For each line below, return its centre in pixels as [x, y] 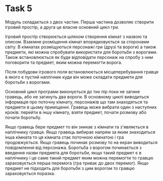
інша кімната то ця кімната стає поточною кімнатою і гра [64, 137]
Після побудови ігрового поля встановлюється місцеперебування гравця [82, 72]
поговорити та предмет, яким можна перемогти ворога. [64, 62]
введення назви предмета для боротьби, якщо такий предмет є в [73, 153]
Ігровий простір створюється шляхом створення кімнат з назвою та [76, 36]
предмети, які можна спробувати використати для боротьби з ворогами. [81, 52]
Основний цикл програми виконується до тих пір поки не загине [72, 91]
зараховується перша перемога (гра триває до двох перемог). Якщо [77, 163]
